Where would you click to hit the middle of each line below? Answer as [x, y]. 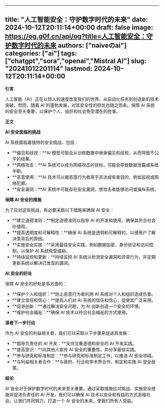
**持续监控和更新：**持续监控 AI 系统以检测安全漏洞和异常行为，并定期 [84, 257]
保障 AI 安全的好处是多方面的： [36, 284]
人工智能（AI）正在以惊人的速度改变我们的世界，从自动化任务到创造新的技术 [82, 99]
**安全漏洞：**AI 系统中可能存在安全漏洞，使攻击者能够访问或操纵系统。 [85, 189]
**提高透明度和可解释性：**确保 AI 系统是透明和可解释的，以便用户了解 [84, 233]
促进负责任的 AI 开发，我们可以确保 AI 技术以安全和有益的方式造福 [80, 394]
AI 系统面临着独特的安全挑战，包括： [42, 142]
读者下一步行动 [20, 323]
